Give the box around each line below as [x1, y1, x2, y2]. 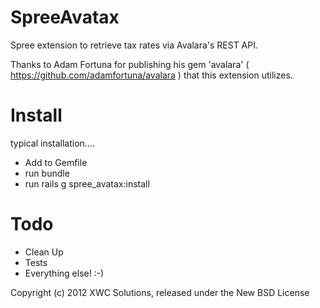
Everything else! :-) [24, 267, 105, 279]
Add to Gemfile [24, 156, 88, 168]
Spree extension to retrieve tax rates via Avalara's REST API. [10, 39, 259, 51]
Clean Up [24, 246, 64, 258]
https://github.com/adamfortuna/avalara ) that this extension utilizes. [10, 69, 293, 81]
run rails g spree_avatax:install [24, 177, 150, 190]
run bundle [24, 167, 70, 179]
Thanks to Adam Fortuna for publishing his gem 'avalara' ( [10, 58, 250, 70]
